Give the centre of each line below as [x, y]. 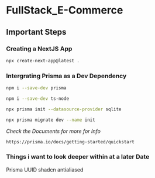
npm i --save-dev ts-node [37, 98]
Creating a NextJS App [39, 49]
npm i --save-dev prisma [36, 88]
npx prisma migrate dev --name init [51, 120]
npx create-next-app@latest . [43, 61]
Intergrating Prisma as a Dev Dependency [66, 76]
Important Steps [36, 32]
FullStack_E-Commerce [65, 10]
